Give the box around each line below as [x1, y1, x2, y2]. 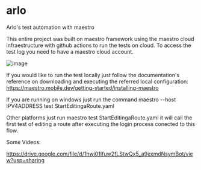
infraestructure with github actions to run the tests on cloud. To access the [6, 42, 191, 49]
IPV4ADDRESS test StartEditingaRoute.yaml [6, 102, 114, 109]
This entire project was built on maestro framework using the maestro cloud [6, 35, 194, 42]
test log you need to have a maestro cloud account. [6, 48, 134, 55]
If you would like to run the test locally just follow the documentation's [6, 71, 180, 78]
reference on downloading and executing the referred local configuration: [6, 78, 188, 85]
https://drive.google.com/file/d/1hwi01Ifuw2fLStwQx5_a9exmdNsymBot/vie [6, 150, 194, 157]
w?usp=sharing [6, 156, 45, 163]
